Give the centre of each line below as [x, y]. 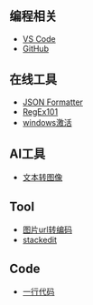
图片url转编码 [47, 229]
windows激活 [47, 122]
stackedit [39, 240]
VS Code [39, 38]
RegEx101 [40, 111]
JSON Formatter [53, 102]
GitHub [36, 48]
